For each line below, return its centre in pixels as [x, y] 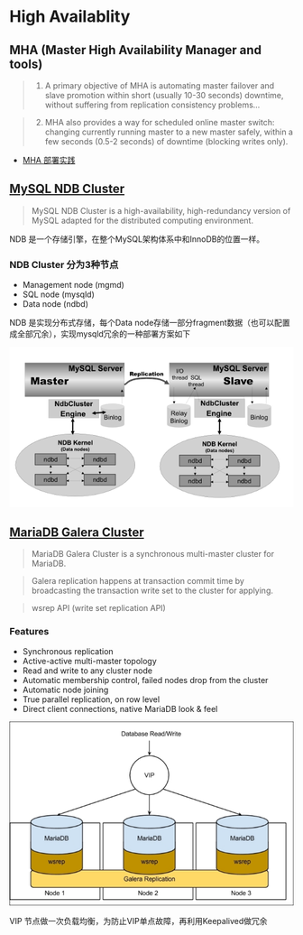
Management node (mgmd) [73, 285]
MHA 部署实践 [49, 160]
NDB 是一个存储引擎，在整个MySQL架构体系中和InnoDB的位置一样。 [137, 239]
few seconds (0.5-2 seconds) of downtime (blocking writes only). [166, 141]
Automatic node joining [65, 690]
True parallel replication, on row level [91, 699]
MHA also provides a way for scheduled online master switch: [160, 122]
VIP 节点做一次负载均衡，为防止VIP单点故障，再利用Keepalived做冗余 [138, 921]
